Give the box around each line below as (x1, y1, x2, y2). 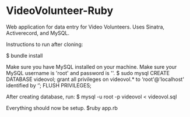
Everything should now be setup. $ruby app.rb (6, 104, 118, 111)
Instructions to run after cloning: (6, 41, 83, 48)
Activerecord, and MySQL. (6, 29, 70, 36)
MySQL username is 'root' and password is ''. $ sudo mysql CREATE (6, 69, 170, 76)
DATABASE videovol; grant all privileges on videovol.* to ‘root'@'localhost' (6, 76, 185, 83)
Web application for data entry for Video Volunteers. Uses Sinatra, (6, 23, 165, 30)
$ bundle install (6, 52, 43, 59)
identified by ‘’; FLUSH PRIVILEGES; (6, 81, 92, 88)
